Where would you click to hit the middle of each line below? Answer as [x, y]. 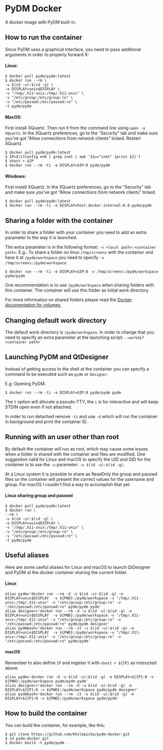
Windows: [16, 176]
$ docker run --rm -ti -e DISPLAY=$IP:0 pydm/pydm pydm [63, 393]
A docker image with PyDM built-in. [41, 22]
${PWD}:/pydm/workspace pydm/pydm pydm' [47, 681]
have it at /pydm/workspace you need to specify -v [55, 257]
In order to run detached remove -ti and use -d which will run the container [81, 416]
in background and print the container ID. [46, 422]
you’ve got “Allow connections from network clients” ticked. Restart [73, 138]
